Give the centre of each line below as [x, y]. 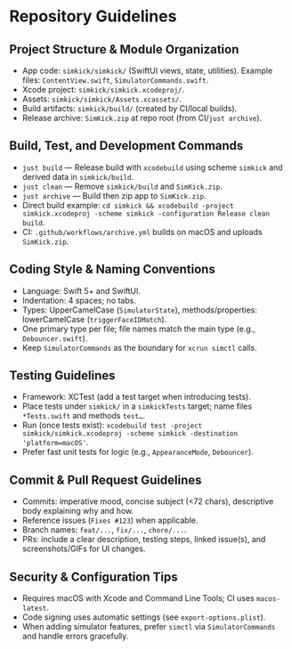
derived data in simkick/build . [78, 176]
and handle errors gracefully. [75, 636]
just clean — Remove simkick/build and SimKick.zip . [122, 186]
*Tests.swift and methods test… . [83, 416]
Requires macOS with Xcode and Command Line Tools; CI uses [138, 598]
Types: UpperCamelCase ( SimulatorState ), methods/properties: [140, 310]
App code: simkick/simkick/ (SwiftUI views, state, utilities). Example [147, 70]
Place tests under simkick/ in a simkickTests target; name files [137, 406]
